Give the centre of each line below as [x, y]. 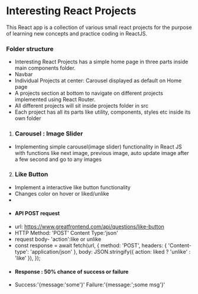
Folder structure [30, 49]
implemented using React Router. [55, 99]
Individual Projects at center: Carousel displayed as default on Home [98, 80]
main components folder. [45, 68]
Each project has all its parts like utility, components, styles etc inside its [103, 112]
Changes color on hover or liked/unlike [62, 193]
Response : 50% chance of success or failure [72, 272]
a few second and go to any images [58, 159]
